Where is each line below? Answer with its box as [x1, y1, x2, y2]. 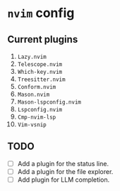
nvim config [7, 5, 75, 21]
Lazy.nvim [17, 53, 47, 60]
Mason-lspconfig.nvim [17, 99, 81, 106]
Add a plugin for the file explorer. [17, 167, 114, 175]
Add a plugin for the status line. [17, 159, 109, 168]
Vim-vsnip [17, 121, 47, 129]
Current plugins [7, 33, 78, 45]
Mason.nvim [17, 91, 50, 98]
